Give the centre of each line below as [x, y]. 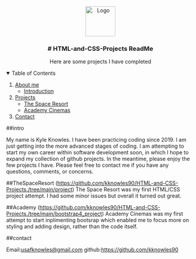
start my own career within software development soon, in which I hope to [98, 153]
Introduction [39, 91]
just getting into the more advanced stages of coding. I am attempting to [95, 146]
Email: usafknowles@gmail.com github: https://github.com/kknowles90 [92, 250]
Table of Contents [33, 73]
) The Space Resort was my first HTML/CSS [126, 190]
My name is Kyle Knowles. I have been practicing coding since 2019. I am [96, 140]
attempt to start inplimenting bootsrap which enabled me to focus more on [98, 220]
